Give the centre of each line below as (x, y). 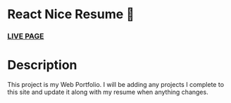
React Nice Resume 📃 (71, 14)
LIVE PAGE (26, 36)
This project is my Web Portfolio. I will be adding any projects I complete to (115, 85)
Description (42, 65)
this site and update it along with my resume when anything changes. (108, 92)
